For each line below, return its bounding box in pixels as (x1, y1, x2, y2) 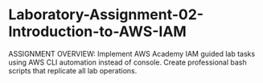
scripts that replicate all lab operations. (8, 65, 138, 75)
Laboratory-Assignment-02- (8, 6, 203, 24)
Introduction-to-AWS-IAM (8, 22, 187, 41)
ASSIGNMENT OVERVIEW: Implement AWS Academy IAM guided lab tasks (8, 49, 256, 58)
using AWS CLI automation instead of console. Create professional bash (8, 57, 247, 67)
